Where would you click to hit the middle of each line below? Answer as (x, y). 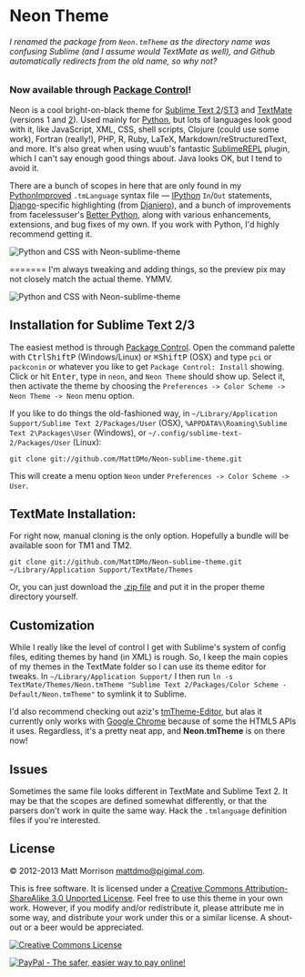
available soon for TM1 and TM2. (71, 545)
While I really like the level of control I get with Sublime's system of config (148, 647)
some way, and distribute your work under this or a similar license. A (138, 917)
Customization (52, 625)
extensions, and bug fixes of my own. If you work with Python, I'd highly (145, 224)
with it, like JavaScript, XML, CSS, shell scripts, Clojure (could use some (144, 129)
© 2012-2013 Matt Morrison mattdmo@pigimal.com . (107, 870)
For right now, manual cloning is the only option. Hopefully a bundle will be (149, 536)
